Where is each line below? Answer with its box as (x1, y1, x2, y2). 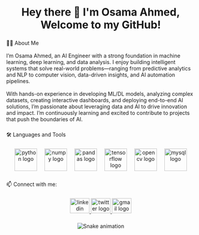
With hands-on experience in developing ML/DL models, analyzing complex (6, 90, 194, 97)
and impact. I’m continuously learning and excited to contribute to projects (6, 109, 190, 117)
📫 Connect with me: (6, 181, 57, 188)
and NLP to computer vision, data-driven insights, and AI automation (6, 71, 176, 78)
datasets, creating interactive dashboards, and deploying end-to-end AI (6, 97, 183, 104)
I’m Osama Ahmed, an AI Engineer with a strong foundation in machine (6, 52, 181, 59)
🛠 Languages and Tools (6, 131, 66, 138)
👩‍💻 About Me (6, 39, 39, 47)
